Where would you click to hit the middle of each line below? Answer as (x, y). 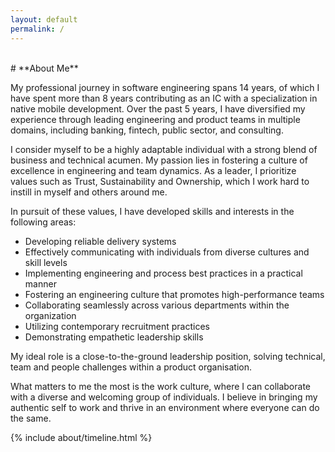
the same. (31, 418)
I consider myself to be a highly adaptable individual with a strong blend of (164, 149)
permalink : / (37, 29)
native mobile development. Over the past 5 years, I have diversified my (158, 108)
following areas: (43, 222)
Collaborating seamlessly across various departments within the (157, 305)
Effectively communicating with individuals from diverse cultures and (167, 252)
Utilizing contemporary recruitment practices (117, 326)
